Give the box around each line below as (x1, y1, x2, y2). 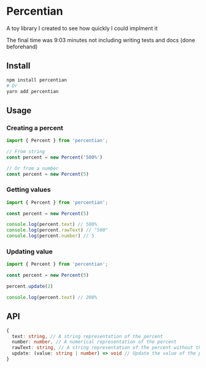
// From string (6, 148, 45, 154)
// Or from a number (6, 165, 59, 171)
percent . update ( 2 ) (6, 284, 53, 290)
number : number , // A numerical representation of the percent (12, 339, 177, 345)
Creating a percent (6, 124, 63, 132)
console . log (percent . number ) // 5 (6, 233, 95, 239)
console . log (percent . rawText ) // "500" (6, 227, 109, 233)
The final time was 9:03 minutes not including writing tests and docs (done (6, 36, 196, 43)
